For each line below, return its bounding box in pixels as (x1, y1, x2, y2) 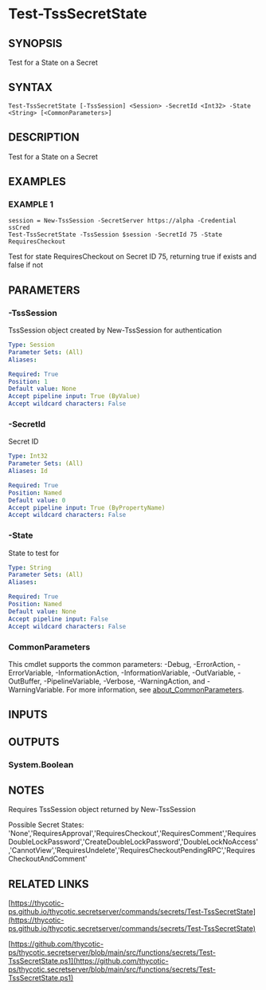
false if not (8, 260, 44, 270)
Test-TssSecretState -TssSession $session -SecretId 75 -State (8, 231, 223, 239)
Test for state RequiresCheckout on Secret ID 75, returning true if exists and (8, 252, 257, 262)
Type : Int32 (8, 452, 48, 460)
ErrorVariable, (8, 668, 54, 677)
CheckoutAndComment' (8, 854, 88, 864)
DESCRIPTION (8, 131, 80, 144)
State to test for (8, 548, 60, 558)
